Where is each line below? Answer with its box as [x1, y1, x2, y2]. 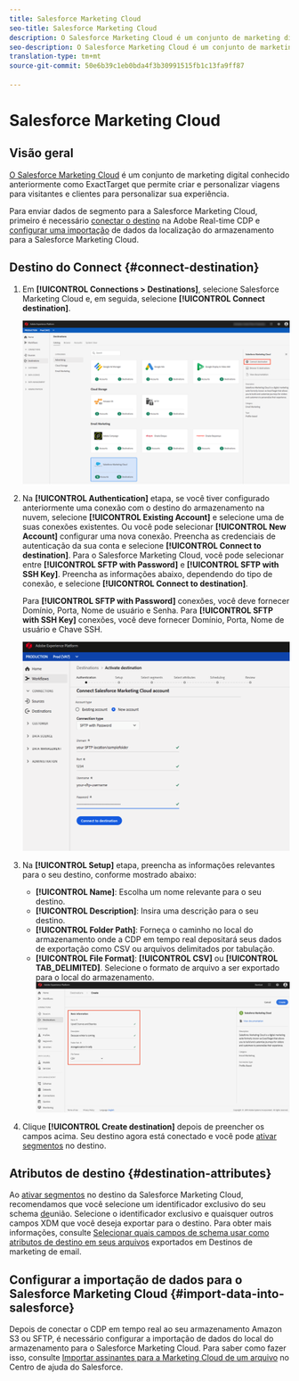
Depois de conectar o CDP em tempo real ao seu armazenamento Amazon [9, 1324, 283, 1335]
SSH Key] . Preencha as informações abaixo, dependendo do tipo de [21, 569, 273, 580]
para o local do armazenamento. [35, 972, 155, 982]
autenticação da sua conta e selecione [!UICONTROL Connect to [21, 541, 262, 551]
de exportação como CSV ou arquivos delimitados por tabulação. [35, 943, 276, 954]
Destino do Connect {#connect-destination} [9, 260, 260, 276]
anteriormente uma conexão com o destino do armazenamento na [21, 502, 265, 513]
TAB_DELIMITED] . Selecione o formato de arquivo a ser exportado [35, 962, 280, 972]
